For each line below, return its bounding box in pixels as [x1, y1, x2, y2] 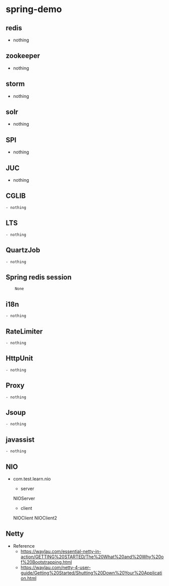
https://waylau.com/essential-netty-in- [20, 548, 101, 554]
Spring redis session [6, 273, 72, 281]
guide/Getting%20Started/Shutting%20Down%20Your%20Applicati [20, 569, 162, 576]
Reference [13, 543, 35, 549]
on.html [20, 575, 37, 581]
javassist [6, 435, 35, 444]
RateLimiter [6, 327, 43, 336]
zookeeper [6, 51, 40, 60]
